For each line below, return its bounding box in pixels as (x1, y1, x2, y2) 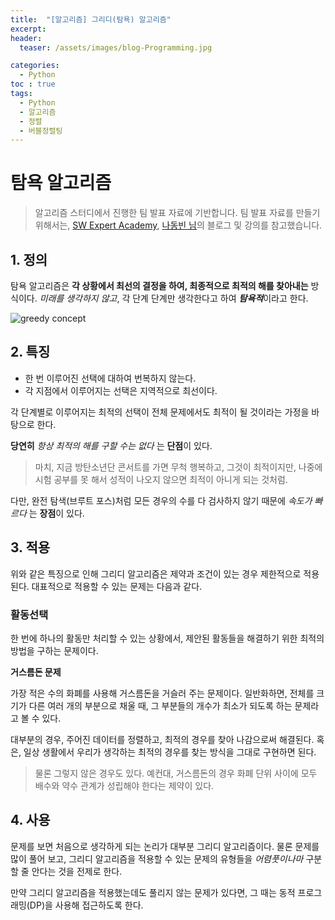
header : (10, 33, 43, 43)
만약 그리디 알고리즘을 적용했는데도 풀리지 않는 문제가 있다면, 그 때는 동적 (10, 886, 296, 898)
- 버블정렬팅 (19, 126, 63, 136)
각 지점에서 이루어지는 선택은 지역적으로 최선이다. (24, 384, 218, 396)
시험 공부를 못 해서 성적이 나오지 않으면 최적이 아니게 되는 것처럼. (34, 473, 288, 485)
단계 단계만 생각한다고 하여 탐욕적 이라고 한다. (132, 292, 309, 304)
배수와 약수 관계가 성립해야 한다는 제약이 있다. (34, 779, 215, 791)
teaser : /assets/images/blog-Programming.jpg (19, 42, 213, 53)
